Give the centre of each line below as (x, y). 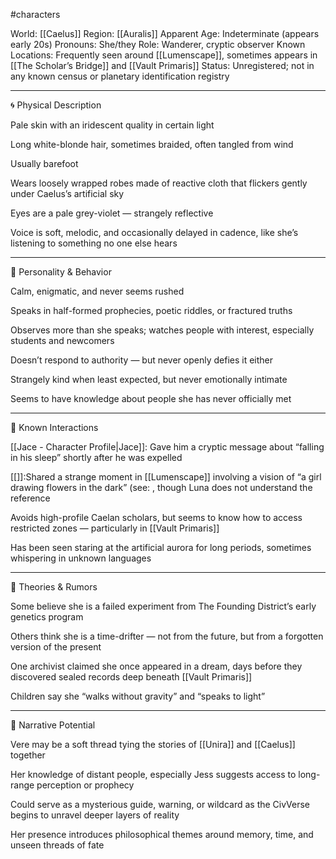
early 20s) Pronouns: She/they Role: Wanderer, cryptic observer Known (158, 44)
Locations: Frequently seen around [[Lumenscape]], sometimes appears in (164, 55)
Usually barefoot (44, 163)
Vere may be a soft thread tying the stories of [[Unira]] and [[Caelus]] (153, 744)
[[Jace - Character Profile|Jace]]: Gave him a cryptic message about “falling (167, 447)
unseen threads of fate (57, 845)
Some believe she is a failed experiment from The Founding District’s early (163, 606)
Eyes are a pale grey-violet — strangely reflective (112, 213)
